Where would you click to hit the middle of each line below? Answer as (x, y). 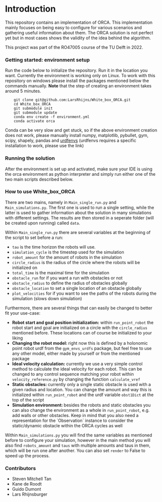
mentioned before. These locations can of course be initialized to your (82, 333)
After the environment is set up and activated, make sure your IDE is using (79, 169)
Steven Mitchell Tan (32, 479)
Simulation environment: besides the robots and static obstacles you (81, 405)
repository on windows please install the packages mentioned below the (77, 81)
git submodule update (35, 113)
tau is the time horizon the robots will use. (54, 247)
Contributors (21, 468)
